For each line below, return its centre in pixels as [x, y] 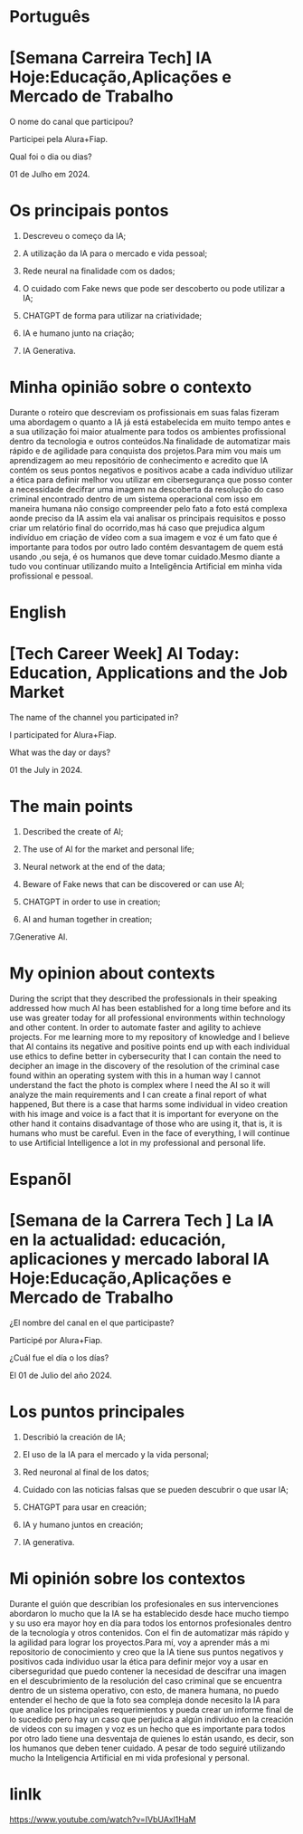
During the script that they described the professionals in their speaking [143, 998]
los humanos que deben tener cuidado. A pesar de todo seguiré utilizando [147, 1748]
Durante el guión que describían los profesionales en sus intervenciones [144, 1604]
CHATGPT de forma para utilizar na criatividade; [112, 316]
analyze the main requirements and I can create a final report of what [138, 1094]
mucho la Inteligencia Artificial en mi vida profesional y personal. [130, 1758]
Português [50, 17]
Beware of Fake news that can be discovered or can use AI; [133, 884]
